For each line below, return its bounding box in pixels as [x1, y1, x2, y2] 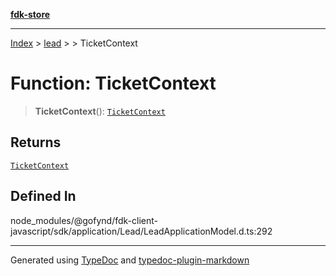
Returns [10, 134, 62, 151]
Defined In [10, 188, 77, 205]
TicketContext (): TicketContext [34, 105, 166, 117]
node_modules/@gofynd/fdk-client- [10, 214, 158, 226]
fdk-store [10, 9, 51, 20]
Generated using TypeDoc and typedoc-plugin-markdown [10, 254, 250, 266]
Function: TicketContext [10, 72, 217, 95]
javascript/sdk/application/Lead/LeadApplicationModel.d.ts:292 [10, 225, 273, 237]
